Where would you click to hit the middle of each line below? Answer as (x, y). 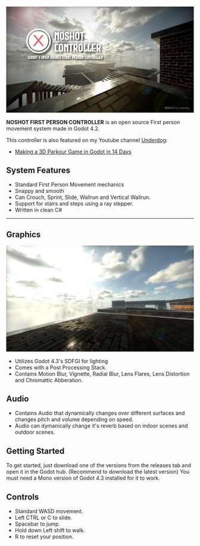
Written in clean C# (38, 210)
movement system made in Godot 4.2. (53, 128)
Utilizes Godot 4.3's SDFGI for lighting (61, 361)
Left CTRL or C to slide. (43, 518)
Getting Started (35, 451)
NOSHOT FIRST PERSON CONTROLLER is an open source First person (93, 122)
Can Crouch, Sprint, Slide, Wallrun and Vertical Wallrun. (82, 197)
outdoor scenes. (35, 432)
